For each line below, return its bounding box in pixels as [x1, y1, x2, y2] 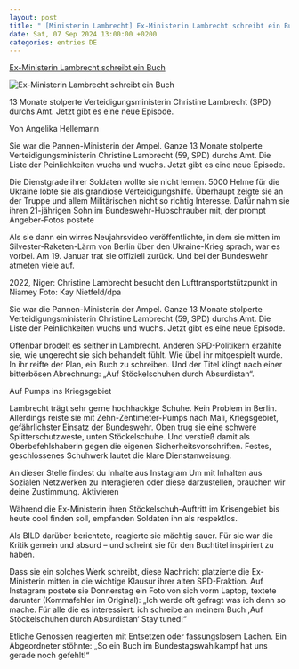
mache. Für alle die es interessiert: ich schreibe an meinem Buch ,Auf [9, 604, 263, 615]
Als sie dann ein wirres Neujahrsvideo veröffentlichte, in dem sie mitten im [9, 232, 281, 243]
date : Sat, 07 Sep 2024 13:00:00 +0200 [9, 29, 158, 38]
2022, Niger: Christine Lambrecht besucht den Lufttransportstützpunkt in [9, 278, 278, 288]
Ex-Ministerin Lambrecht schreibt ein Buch [9, 62, 166, 73]
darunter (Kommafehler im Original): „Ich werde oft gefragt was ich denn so [9, 595, 287, 606]
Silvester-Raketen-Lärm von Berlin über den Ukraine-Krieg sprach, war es [9, 241, 280, 252]
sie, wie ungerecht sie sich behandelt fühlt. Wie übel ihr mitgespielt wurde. [9, 350, 283, 360]
